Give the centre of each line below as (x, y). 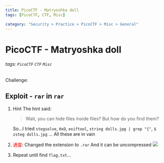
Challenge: (17, 80)
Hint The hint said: (32, 108)
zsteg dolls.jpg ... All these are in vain (54, 134)
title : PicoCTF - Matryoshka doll (42, 10)
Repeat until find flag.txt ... (42, 155)
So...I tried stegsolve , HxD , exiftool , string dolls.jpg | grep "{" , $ (84, 129)
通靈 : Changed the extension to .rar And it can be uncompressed (82, 144)
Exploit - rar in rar (35, 96)
